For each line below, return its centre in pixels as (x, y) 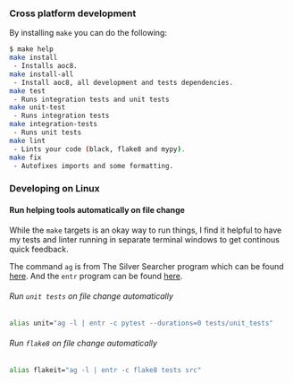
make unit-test (38, 107)
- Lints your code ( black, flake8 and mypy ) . (99, 149)
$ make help (31, 49)
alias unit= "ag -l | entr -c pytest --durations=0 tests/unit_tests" (142, 323)
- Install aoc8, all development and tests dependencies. (123, 82)
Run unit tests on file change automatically (92, 296)
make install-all (42, 74)
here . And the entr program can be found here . (96, 276)
